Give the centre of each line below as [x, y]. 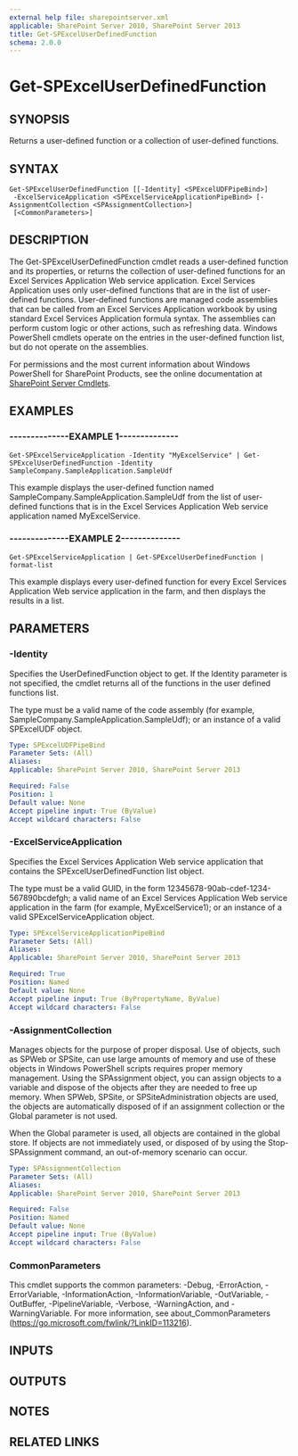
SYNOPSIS [40, 119]
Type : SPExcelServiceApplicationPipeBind [87, 933]
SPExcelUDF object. [46, 729]
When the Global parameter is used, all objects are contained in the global [145, 1133]
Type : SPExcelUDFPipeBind [57, 745]
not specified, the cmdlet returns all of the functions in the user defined [140, 682]
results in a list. [37, 600]
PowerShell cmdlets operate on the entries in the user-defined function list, [147, 337]
